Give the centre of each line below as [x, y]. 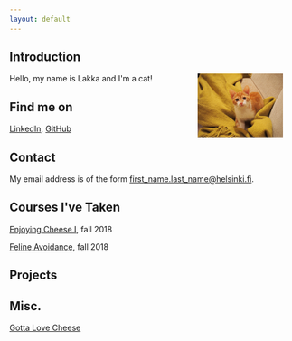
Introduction [45, 57]
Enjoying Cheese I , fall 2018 [61, 229]
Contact [33, 157]
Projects [33, 275]
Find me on [41, 107]
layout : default [40, 19]
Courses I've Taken [65, 208]
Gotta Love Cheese [45, 328]
